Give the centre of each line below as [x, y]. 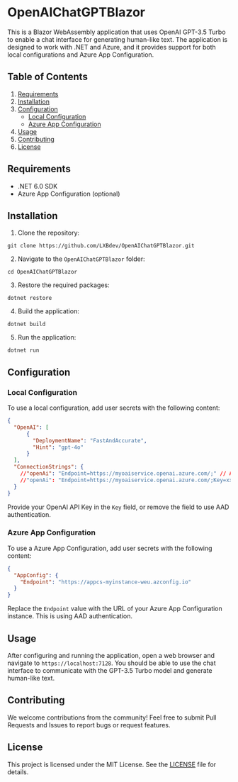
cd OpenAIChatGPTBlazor [42, 272]
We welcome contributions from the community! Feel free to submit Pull [112, 717]
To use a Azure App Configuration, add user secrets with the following [110, 548]
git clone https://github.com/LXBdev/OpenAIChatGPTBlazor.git [101, 246]
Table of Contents [48, 77]
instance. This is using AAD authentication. [70, 616]
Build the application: [48, 311]
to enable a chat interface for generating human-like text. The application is [118, 39]
